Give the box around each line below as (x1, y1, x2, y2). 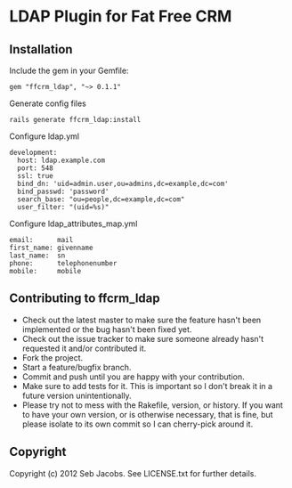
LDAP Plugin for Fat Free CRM (9, 6, 232, 27)
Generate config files (9, 98, 86, 109)
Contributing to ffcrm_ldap (9, 291, 160, 306)
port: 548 (17, 164, 53, 173)
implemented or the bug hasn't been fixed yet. (21, 323, 192, 335)
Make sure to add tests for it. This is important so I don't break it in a (21, 380, 273, 391)
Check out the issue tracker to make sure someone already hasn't (21, 333, 264, 344)
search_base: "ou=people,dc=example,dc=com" (17, 195, 185, 204)
